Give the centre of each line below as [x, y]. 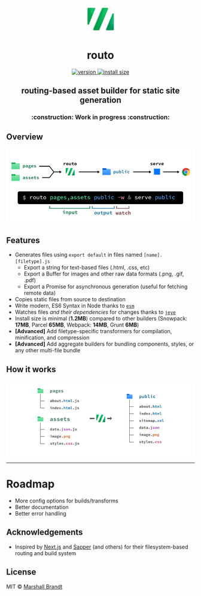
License [21, 572]
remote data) [40, 293]
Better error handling [41, 513]
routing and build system [45, 553]
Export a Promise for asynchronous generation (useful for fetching [106, 287]
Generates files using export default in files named [78, 255]
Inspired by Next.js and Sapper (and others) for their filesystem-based [101, 547]
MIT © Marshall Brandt [34, 586]
